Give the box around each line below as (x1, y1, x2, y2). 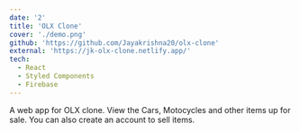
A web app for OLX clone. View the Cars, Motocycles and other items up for (9, 104, 291, 115)
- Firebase (17, 80, 59, 89)
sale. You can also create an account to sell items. (9, 114, 195, 125)
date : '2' (9, 13, 47, 22)
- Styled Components (17, 72, 95, 81)
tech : (9, 55, 30, 64)
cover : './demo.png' (9, 30, 87, 39)
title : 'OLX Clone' (9, 22, 83, 31)
